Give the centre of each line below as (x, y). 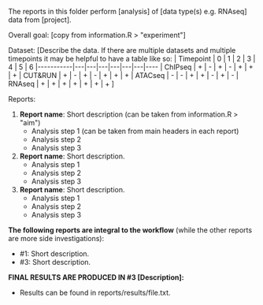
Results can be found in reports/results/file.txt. (95, 292)
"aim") (30, 123)
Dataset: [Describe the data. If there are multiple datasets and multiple (122, 50)
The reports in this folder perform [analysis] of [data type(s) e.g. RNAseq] (128, 11)
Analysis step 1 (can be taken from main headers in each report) (135, 131)
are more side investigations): (56, 238)
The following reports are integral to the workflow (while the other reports (130, 230)
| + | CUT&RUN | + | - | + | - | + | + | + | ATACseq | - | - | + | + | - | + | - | (123, 75)
